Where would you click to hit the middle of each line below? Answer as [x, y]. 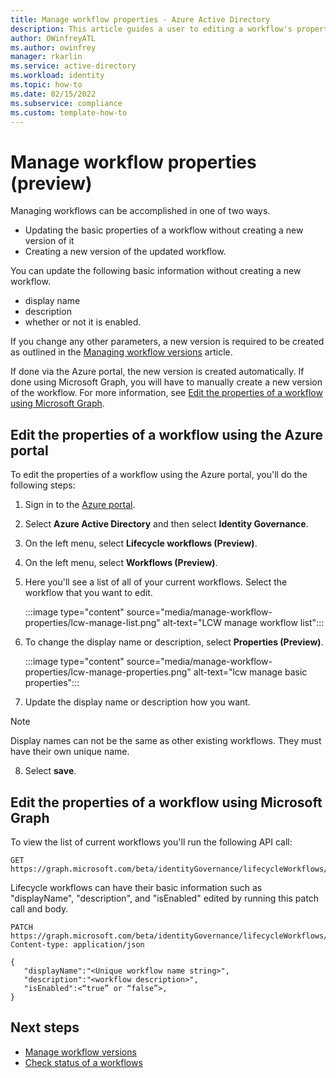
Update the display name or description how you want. [137, 702]
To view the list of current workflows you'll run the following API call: [151, 842]
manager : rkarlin [46, 57]
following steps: [43, 485]
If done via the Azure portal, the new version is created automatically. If [157, 372]
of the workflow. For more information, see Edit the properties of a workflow [166, 393]
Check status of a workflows [83, 1062]
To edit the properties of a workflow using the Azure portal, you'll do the [159, 475]
